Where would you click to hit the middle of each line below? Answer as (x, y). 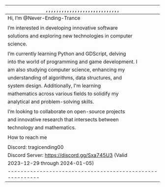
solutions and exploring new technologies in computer (70, 36)
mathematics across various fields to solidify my (63, 94)
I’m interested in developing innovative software (63, 28)
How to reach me (27, 137)
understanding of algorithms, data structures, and (65, 78)
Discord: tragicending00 (36, 147)
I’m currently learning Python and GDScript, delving (67, 54)
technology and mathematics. (42, 127)
